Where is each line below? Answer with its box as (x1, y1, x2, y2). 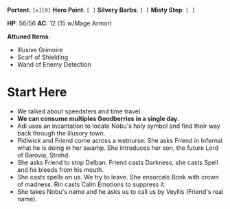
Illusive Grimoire (16, 46, 63, 54)
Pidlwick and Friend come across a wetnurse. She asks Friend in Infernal (16, 136, 223, 144)
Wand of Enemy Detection (16, 60, 91, 68)
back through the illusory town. (16, 129, 106, 137)
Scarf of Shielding (16, 53, 69, 61)
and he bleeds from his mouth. (16, 165, 104, 174)
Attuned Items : (7, 32, 51, 41)
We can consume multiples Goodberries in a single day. (16, 114, 180, 122)
